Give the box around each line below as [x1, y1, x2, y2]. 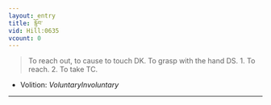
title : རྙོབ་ [8, 19, 43, 27]
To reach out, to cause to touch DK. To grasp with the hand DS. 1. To [27, 56, 256, 66]
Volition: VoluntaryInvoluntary [19, 80, 119, 90]
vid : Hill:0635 [8, 26, 60, 34]
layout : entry [8, 11, 56, 20]
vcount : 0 [8, 34, 42, 42]
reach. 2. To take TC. [27, 65, 98, 75]
